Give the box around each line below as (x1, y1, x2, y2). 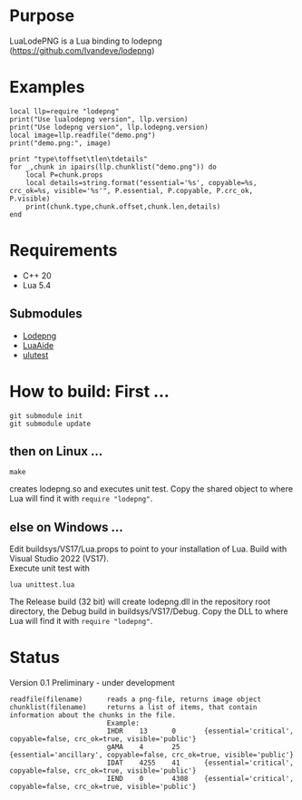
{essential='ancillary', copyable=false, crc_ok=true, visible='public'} (9, 750, 295, 760)
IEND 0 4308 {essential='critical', (106, 775, 295, 784)
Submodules (9, 306, 83, 322)
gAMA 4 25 (106, 743, 180, 752)
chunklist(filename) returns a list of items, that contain (9, 703, 258, 712)
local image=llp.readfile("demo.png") (9, 131, 156, 140)
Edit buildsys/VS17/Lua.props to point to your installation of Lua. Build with (9, 543, 287, 554)
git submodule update (9, 419, 92, 428)
